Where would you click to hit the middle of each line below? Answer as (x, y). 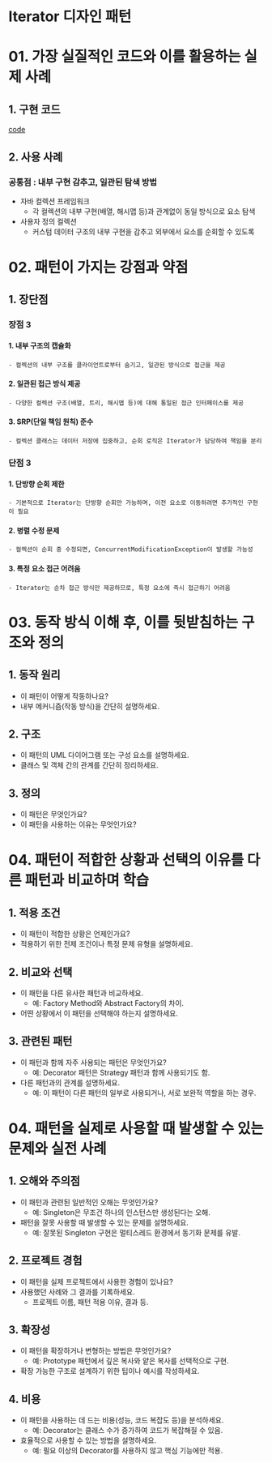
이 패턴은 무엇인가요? (53, 815)
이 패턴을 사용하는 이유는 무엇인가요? (78, 824)
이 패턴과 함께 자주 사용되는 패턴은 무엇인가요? (93, 1062)
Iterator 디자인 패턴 (70, 17)
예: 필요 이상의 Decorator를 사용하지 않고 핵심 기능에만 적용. (127, 1451)
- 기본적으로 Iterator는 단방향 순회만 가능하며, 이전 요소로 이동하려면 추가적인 (126, 503)
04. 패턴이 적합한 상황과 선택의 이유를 (126, 860)
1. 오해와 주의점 (45, 1181)
